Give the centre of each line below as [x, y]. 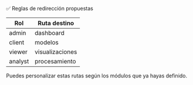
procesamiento [55, 61]
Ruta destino [56, 23]
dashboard [50, 33]
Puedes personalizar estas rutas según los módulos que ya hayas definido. [97, 76]
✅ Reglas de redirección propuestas [50, 8]
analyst [19, 61]
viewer [18, 52]
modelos [47, 42]
